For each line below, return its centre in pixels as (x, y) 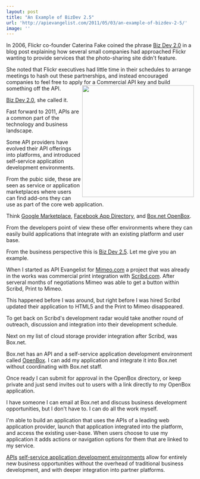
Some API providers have (37, 142)
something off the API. (34, 89)
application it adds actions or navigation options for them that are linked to (97, 440)
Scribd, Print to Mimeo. (35, 289)
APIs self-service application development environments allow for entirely (97, 458)
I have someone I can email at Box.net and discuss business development (97, 403)
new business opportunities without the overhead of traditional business (95, 463)
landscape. (20, 131)
